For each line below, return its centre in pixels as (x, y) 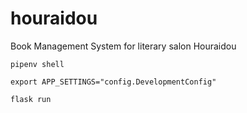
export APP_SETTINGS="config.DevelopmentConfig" (113, 82)
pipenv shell (37, 64)
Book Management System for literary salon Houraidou (123, 46)
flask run (31, 99)
